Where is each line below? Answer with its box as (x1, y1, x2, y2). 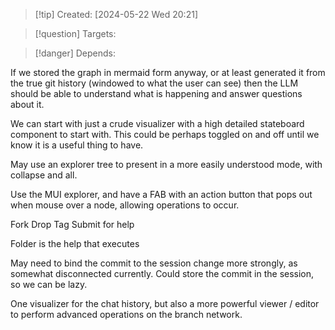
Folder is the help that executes (10, 238, 140, 249)
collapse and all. (10, 169, 78, 181)
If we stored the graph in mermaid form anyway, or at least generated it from (10, 67, 326, 78)
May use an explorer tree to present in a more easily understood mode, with (10, 159, 323, 170)
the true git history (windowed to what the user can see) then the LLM (10, 77, 299, 89)
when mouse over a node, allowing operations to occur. (10, 199, 240, 211)
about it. (10, 99, 45, 110)
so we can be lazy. (10, 279, 88, 290)
